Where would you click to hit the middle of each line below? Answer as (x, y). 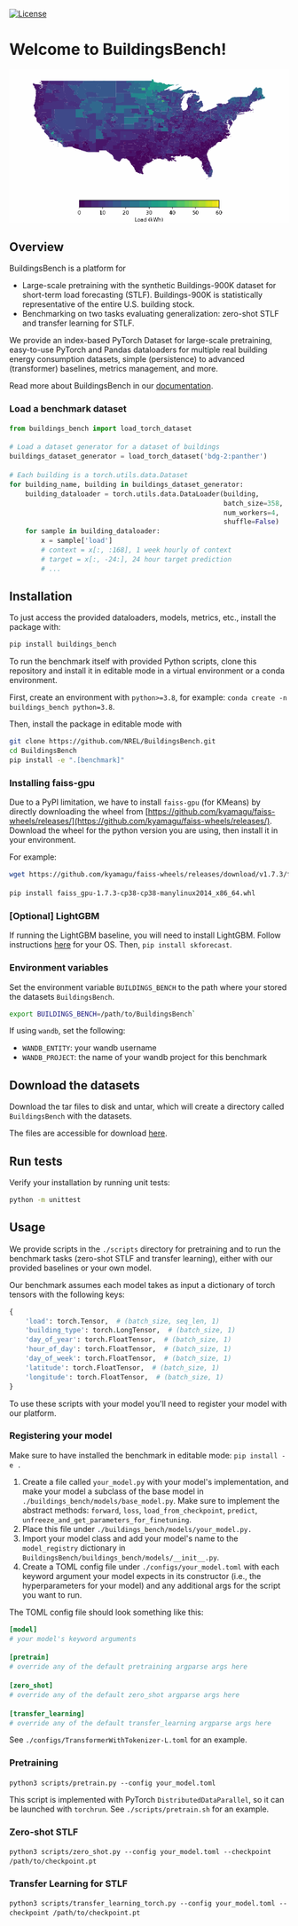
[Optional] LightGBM (55, 916)
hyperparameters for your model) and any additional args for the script (151, 1585)
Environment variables (59, 968)
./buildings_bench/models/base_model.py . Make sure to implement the (151, 1500)
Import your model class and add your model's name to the (130, 1538)
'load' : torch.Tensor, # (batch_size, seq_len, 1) (122, 1321)
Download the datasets (74, 1085)
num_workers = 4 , (251, 513)
